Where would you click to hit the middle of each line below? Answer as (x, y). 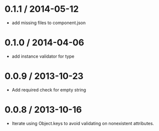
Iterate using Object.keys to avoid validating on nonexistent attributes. (83, 123)
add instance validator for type (43, 56)
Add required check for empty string (49, 90)
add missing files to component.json (49, 23)
